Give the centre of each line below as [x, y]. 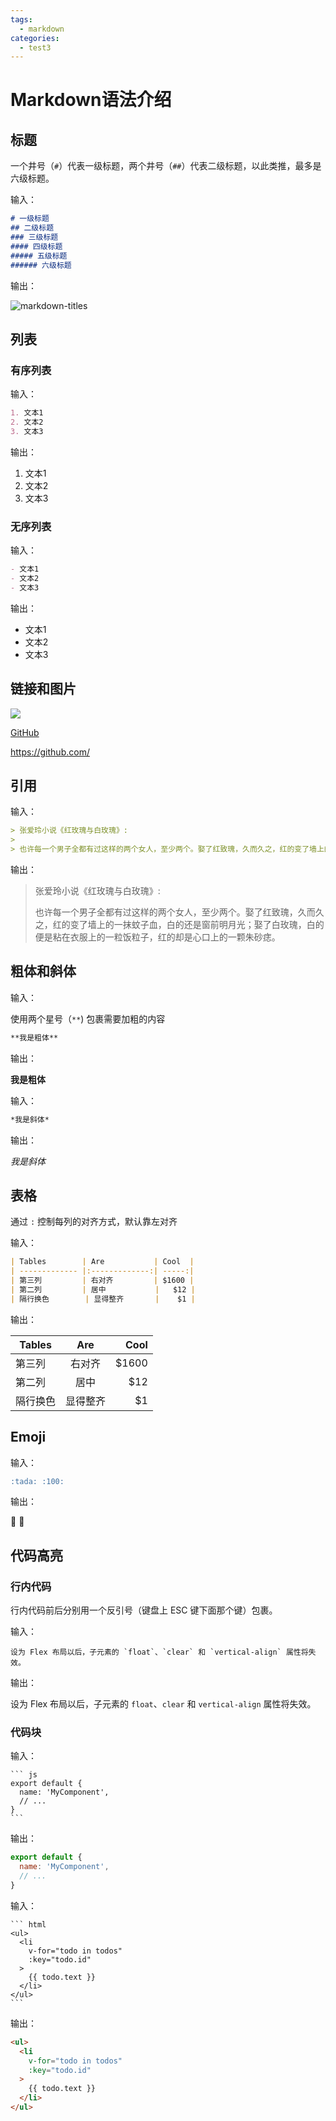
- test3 [35, 47]
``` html [28, 1924]
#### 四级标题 [36, 246]
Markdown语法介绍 [91, 100]
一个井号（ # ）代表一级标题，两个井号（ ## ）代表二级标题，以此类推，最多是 [166, 166]
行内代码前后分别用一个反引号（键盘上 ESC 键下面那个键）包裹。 [144, 1610]
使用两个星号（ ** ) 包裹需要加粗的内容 [88, 1018]
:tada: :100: [37, 1481]
